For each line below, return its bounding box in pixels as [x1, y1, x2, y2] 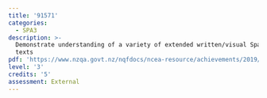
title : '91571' [8, 11, 59, 20]
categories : [8, 19, 48, 27]
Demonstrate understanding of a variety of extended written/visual [15, 41, 247, 49]
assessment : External [8, 77, 80, 85]
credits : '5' [8, 70, 52, 78]
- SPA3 [15, 26, 37, 34]
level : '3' [8, 63, 44, 71]
